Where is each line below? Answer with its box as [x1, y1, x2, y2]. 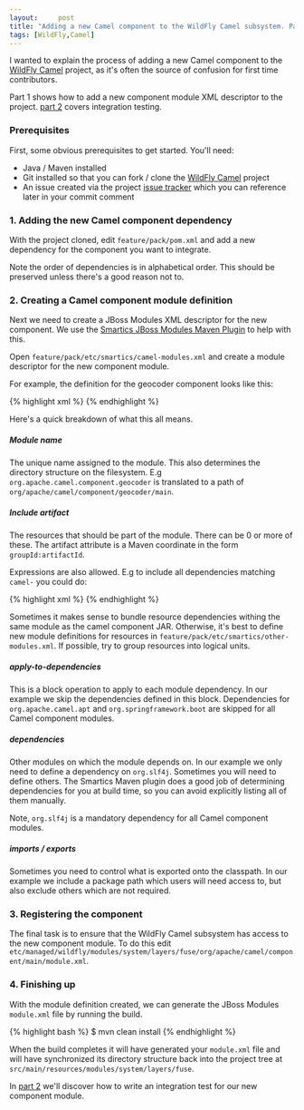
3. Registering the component [9, 908, 143, 920]
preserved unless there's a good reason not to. [9, 271, 185, 282]
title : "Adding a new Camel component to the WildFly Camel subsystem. [9, 22, 285, 31]
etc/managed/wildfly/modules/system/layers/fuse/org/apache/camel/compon [9, 948, 294, 957]
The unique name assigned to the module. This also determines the [9, 457, 261, 468]
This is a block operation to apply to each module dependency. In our [9, 684, 269, 695]
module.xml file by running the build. [9, 1008, 143, 1019]
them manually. [9, 795, 66, 806]
